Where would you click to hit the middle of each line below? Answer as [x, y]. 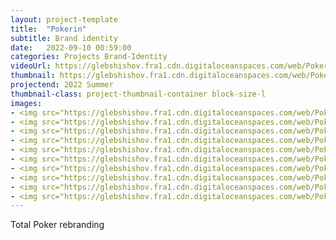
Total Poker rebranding [57, 225]
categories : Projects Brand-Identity [89, 57]
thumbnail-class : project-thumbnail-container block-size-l [138, 94]
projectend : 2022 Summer [62, 85]
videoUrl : [31, 66]
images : [26, 103]
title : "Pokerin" [48, 29]
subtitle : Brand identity [64, 38]
